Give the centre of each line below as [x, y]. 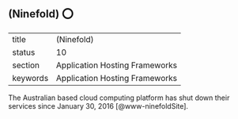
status [24, 52]
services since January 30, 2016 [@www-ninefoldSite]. [98, 106]
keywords [30, 78]
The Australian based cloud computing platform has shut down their [119, 98]
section [26, 65]
